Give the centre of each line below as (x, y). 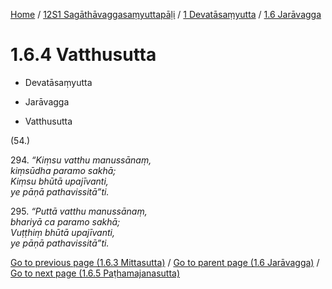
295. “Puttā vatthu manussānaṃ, (79, 211)
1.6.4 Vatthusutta (83, 55)
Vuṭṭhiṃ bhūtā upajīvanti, (62, 232)
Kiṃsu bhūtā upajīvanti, (59, 181)
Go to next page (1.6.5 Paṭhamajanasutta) (95, 273)
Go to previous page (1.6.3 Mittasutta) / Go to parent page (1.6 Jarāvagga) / (165, 262)
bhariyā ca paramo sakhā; (65, 221)
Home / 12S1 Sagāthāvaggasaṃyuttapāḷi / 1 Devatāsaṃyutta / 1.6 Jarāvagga (166, 14)
